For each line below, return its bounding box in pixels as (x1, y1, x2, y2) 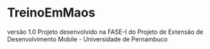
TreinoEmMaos (7, 5, 96, 21)
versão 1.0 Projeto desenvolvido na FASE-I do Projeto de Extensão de (7, 28, 204, 36)
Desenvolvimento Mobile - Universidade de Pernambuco (7, 35, 168, 43)
